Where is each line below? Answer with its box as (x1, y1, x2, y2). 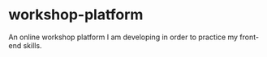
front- (239, 32, 260, 42)
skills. (23, 40, 42, 50)
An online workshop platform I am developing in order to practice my (8, 32, 238, 42)
